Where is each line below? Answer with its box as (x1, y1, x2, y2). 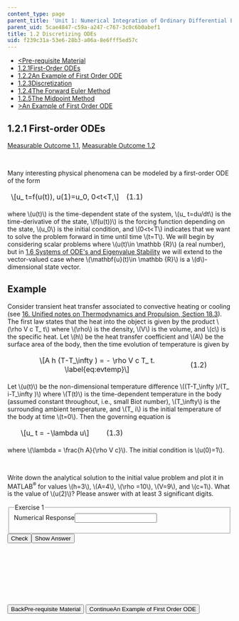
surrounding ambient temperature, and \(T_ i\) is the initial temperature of (7, 405, 222, 413)
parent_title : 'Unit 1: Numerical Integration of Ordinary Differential (7, 17, 228, 24)
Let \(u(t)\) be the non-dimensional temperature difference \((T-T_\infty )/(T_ (7, 382, 230, 391)
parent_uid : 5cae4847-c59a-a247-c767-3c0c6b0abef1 (7, 23, 161, 31)
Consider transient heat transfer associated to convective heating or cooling (7, 302, 231, 310)
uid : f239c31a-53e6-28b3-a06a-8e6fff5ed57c (7, 37, 139, 44)
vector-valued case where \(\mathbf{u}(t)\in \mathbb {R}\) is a (7, 255, 191, 263)
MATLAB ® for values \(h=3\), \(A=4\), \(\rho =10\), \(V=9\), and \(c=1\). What (7, 481, 230, 491)
